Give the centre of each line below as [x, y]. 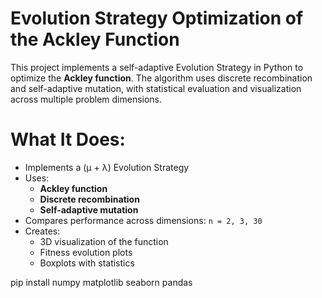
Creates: [42, 231]
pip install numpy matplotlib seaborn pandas [101, 282]
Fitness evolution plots [86, 252]
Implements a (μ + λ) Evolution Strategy [107, 167]
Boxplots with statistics [87, 263]
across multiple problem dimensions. [86, 99]
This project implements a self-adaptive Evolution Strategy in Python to [157, 67]
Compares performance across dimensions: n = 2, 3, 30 [143, 220]
